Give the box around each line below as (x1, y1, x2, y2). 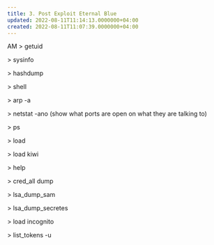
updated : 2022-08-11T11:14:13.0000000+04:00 (7, 17, 139, 24)
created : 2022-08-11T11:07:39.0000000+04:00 (7, 23, 139, 30)
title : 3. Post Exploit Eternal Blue (7, 10, 117, 17)
